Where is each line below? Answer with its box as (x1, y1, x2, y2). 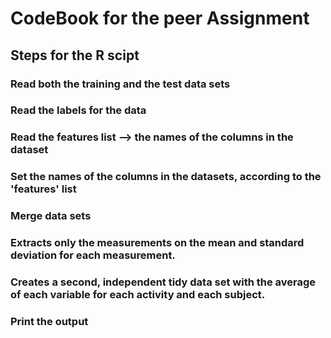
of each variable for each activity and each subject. (10, 288, 266, 302)
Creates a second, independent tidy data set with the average (10, 275, 317, 289)
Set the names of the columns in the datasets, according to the (10, 170, 322, 184)
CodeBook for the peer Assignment (10, 7, 310, 30)
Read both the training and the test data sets (10, 77, 231, 91)
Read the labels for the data (10, 103, 147, 117)
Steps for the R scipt (10, 47, 140, 64)
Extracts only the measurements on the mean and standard (10, 236, 305, 250)
